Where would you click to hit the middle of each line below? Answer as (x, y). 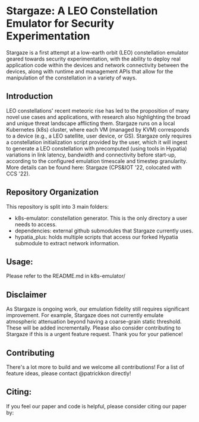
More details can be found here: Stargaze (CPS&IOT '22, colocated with (94, 167)
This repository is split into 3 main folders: (57, 206)
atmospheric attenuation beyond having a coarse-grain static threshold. (94, 322)
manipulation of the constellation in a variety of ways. (72, 78)
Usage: (20, 262)
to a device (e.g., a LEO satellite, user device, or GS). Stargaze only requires (99, 136)
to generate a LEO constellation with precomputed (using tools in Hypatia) (97, 148)
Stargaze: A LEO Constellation (82, 11)
